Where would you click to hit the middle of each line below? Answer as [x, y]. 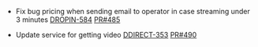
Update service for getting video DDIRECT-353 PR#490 [106, 35]
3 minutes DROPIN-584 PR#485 [68, 20]
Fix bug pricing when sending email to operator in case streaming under [133, 11]
